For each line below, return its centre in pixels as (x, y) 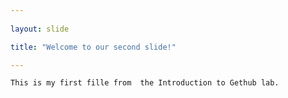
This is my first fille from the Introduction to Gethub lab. (145, 83)
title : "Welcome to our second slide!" (93, 47)
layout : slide (40, 29)
